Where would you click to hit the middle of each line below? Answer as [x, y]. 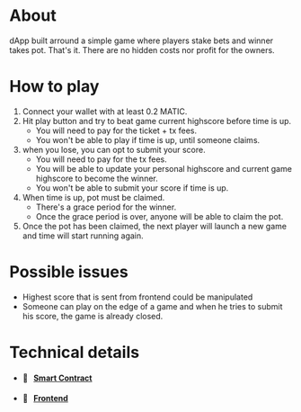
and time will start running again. [83, 236]
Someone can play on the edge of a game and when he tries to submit [152, 306]
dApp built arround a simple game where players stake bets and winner [142, 40]
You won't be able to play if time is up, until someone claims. [148, 139]
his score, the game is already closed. [93, 316]
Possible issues [69, 272]
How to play [54, 87]
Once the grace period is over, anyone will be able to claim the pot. [159, 216]
